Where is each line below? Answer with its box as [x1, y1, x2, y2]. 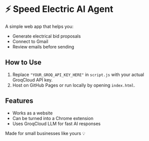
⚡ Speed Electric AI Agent [5, 3, 114, 15]
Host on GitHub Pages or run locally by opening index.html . [12, 82, 136, 88]
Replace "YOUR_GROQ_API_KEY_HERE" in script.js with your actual [12, 71, 145, 77]
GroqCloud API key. [12, 76, 53, 82]
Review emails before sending [12, 43, 75, 49]
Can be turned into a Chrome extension [12, 115, 94, 121]
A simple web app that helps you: [5, 23, 74, 29]
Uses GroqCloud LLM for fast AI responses [12, 120, 101, 126]
